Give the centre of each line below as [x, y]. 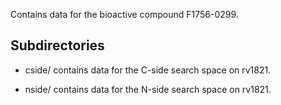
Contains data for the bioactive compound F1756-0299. [124, 14]
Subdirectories [57, 45]
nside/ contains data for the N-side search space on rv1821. [148, 89]
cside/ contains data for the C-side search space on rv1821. [148, 70]
